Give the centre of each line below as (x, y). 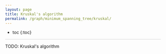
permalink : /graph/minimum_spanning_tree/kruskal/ (58, 18)
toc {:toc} (22, 33)
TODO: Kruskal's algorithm (32, 46)
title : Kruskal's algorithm (34, 14)
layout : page (19, 9)
